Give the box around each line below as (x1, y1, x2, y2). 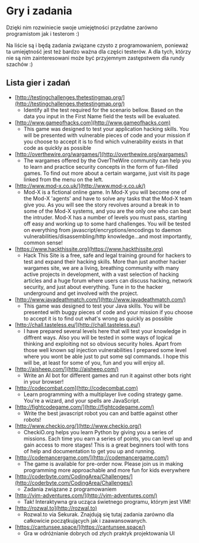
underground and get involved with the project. (23, 290, 139, 297)
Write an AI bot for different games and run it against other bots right (23, 372, 191, 379)
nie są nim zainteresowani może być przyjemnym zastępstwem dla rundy (6, 54, 185, 61)
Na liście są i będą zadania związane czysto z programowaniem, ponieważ (6, 42, 188, 49)
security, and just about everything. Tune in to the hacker (23, 283, 163, 290)
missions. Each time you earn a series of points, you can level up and (23, 435, 192, 442)
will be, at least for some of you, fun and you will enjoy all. (23, 359, 165, 366)
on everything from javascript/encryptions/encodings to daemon (23, 226, 182, 233)
